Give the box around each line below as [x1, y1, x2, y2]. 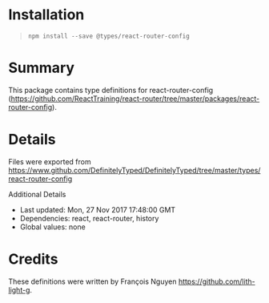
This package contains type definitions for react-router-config [8, 85, 214, 95]
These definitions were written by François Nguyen [8, 277, 177, 286]
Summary [8, 59, 74, 77]
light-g [8, 285, 30, 294]
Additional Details [8, 189, 66, 199]
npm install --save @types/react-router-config [27, 32, 190, 40]
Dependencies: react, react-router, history [19, 213, 159, 223]
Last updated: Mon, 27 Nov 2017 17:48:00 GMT [19, 204, 176, 214]
